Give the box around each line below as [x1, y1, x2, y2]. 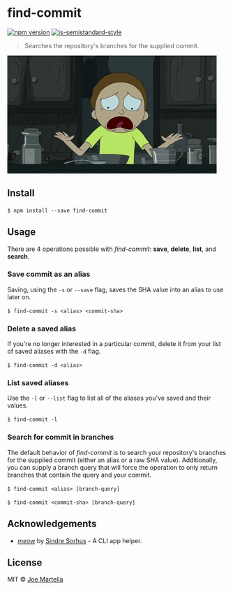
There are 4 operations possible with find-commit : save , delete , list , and [7, 245, 216, 253]
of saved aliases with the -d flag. [7, 347, 101, 356]
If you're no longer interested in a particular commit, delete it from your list [7, 340, 221, 348]
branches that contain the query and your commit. [7, 470, 152, 479]
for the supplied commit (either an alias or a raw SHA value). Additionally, [7, 456, 218, 464]
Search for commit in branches [7, 432, 114, 442]
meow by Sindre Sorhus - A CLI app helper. [17, 536, 142, 545]
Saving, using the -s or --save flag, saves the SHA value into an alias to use [7, 285, 224, 294]
